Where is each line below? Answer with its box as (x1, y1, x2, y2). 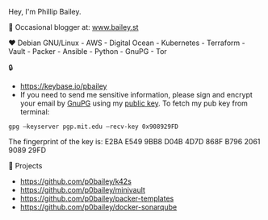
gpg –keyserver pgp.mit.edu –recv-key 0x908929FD (8, 122, 179, 131)
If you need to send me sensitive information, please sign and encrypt (19, 90, 253, 99)
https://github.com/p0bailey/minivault (19, 185, 145, 194)
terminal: (19, 107, 50, 116)
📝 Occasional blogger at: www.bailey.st (8, 23, 139, 31)
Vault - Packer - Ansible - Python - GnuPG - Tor (8, 47, 167, 56)
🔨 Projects (8, 161, 43, 170)
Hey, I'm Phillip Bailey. (8, 7, 82, 16)
